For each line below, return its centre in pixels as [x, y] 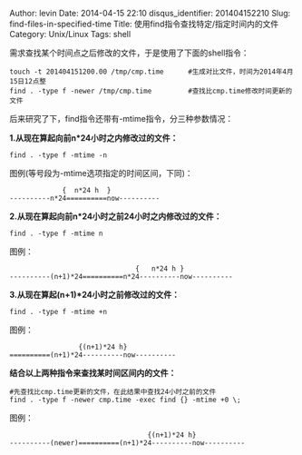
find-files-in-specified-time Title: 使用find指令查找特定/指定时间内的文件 [144, 24]
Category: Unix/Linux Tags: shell [70, 34]
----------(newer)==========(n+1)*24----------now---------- [127, 443]
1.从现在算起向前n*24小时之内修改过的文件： [94, 138]
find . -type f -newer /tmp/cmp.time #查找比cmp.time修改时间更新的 [151, 91]
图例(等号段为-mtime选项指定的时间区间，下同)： [101, 173]
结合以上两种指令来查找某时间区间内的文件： [93, 373]
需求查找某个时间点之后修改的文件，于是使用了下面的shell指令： [129, 53]
